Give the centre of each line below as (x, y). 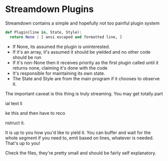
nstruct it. (15, 123)
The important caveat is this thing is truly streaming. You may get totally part (84, 93)
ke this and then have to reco (35, 113)
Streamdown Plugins (49, 9)
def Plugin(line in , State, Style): (43, 32)
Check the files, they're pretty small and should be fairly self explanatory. (81, 153)
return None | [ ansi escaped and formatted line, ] (66, 37)
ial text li (14, 103)
